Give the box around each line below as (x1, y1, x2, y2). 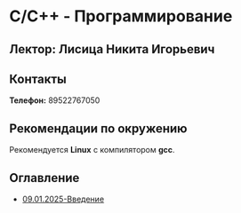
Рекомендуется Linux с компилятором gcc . (9, 145, 175, 155)
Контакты (9, 71, 67, 86)
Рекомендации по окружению (9, 121, 189, 136)
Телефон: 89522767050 (9, 95, 100, 106)
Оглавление (9, 170, 80, 185)
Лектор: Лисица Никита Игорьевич (9, 42, 215, 57)
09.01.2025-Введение (21, 193, 105, 205)
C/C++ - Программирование (9, 6, 233, 27)
